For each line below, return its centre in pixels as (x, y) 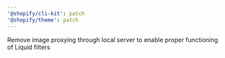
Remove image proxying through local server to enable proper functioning (112, 39)
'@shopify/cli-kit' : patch (46, 13)
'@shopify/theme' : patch (43, 20)
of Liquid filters (29, 47)
